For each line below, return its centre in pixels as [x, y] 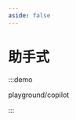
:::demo [20, 79]
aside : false [29, 15]
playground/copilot [39, 95]
